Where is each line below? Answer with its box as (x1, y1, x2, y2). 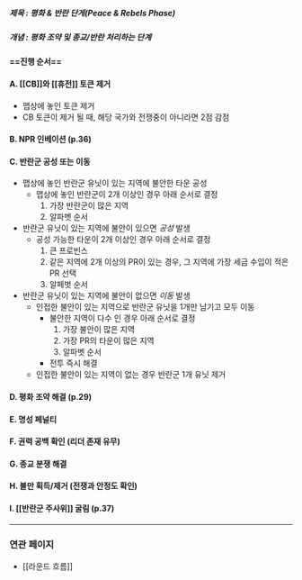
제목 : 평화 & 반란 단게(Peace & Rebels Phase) (9, 7, 176, 18)
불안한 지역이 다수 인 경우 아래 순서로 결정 (49, 313, 196, 323)
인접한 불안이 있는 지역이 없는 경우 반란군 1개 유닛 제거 (35, 369, 226, 380)
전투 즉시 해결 (49, 358, 98, 368)
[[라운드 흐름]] (22, 560, 74, 571)
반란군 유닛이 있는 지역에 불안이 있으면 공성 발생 (22, 222, 191, 233)
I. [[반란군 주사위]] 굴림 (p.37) (9, 503, 115, 513)
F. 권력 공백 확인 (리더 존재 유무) (9, 436, 120, 447)
